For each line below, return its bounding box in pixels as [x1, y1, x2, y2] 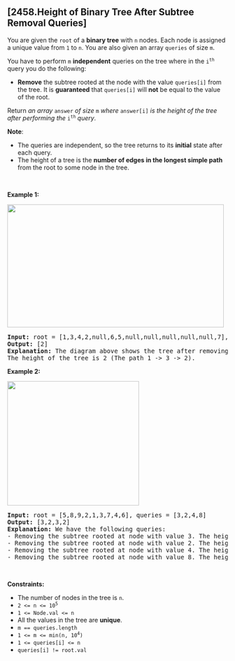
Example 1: [7, 190, 40, 199]
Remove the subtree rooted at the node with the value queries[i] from [17, 78, 222, 86]
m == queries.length [17, 624, 78, 632]
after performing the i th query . [7, 113, 97, 122]
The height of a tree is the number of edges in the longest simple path [17, 155, 223, 164]
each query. [17, 148, 52, 157]
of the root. [17, 92, 50, 101]
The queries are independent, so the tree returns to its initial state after [17, 141, 223, 149]
